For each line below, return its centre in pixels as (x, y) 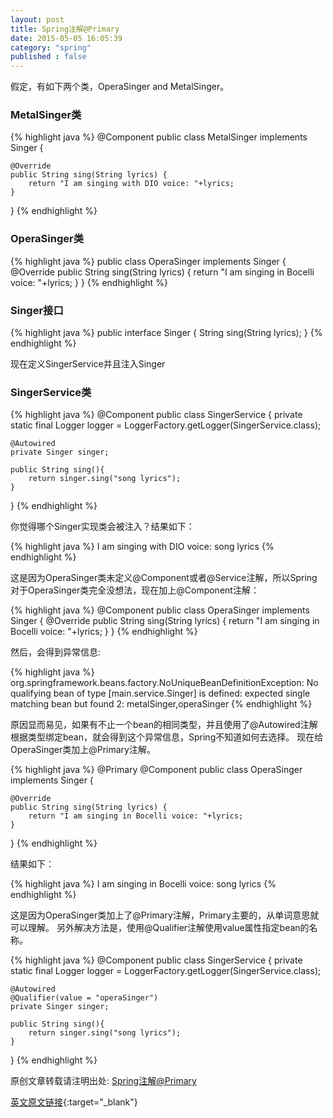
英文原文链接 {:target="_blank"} (74, 1102)
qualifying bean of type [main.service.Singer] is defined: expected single (160, 693)
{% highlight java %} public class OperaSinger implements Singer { (148, 261)
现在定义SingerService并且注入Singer (88, 364)
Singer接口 (37, 310)
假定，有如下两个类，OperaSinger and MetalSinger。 (120, 87)
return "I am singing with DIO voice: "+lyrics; (131, 184)
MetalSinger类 (46, 115)
